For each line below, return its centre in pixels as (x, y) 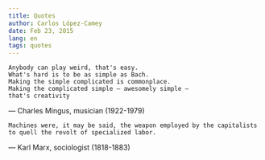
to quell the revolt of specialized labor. (83, 133)
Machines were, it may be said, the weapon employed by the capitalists (133, 125)
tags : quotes (30, 46)
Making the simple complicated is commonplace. (90, 82)
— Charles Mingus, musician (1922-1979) (77, 111)
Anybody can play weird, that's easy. (73, 68)
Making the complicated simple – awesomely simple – (99, 89)
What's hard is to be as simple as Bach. (79, 75)
